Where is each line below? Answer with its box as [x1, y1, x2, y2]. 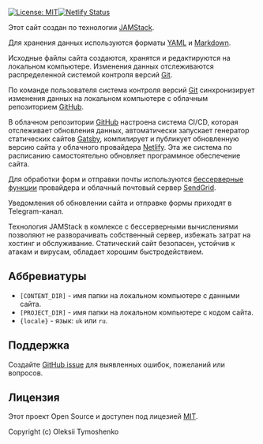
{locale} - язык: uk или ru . [19, 315, 108, 325]
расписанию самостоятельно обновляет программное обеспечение [8, 151, 241, 160]
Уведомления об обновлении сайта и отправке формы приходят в [8, 198, 232, 207]
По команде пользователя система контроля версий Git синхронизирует [8, 85, 255, 95]
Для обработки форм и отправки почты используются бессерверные [8, 174, 244, 184]
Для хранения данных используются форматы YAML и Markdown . [8, 38, 231, 47]
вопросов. [8, 368, 43, 378]
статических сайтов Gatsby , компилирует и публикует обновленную [8, 134, 239, 144]
